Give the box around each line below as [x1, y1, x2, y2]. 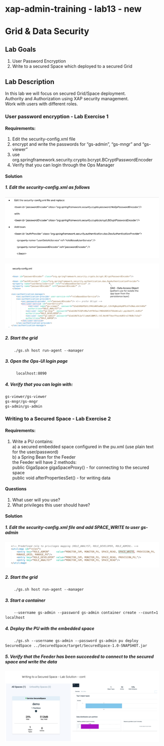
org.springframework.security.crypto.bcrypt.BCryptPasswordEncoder [12, 157, 153, 163]
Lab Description [5, 77, 55, 86]
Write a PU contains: [12, 439, 54, 444]
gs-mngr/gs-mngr [5, 399, 38, 404]
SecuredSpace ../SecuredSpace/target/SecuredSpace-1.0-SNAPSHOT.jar [5, 643, 147, 648]
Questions [5, 486, 27, 492]
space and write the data [5, 658, 57, 664]
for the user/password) [12, 449, 59, 455]
